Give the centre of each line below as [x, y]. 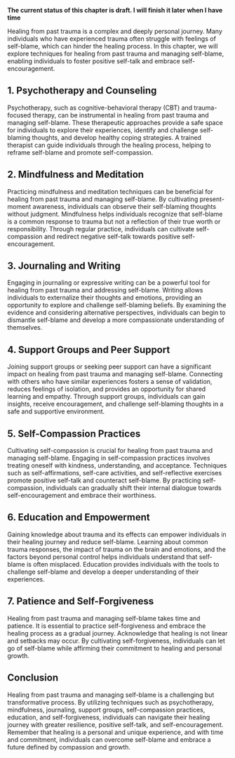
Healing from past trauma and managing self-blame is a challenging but [111, 695]
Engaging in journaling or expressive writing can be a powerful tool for [109, 283]
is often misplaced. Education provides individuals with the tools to [123, 564]
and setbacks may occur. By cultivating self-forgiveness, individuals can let [116, 641]
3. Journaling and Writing [64, 266]
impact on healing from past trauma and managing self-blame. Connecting [115, 374]
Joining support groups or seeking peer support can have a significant [109, 367]
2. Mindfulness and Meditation [76, 175]
